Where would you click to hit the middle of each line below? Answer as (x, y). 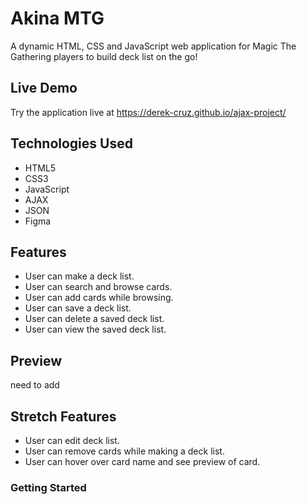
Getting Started (48, 487)
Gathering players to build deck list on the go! (104, 56)
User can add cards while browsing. (99, 298)
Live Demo (44, 88)
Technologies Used (71, 143)
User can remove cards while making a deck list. (124, 451)
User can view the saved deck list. (95, 329)
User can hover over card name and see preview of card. (142, 461)
